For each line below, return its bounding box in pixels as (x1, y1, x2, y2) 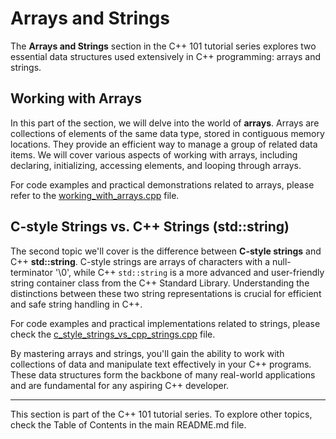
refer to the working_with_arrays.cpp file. (10, 189, 180, 201)
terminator (10, 266, 53, 278)
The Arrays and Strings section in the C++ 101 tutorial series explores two (10, 40, 317, 52)
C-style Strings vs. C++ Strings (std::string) (10, 218, 290, 236)
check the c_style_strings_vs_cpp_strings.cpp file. (10, 328, 216, 340)
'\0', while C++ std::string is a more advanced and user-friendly (54, 266, 325, 278)
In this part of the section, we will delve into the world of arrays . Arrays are (10, 117, 320, 129)
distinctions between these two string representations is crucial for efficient (10, 287, 322, 299)
